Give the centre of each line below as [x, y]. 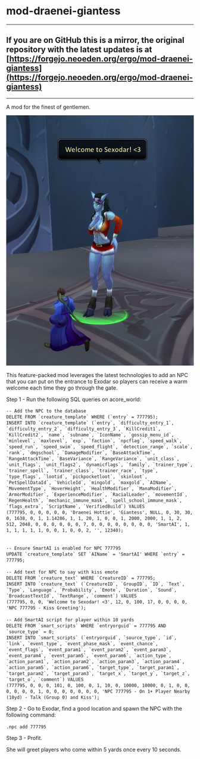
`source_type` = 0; [30, 632]
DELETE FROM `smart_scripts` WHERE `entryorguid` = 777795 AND [86, 626]
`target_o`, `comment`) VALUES [45, 680]
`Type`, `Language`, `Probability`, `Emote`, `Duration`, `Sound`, [92, 590]
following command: [31, 715]
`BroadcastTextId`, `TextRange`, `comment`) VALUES [71, 596]
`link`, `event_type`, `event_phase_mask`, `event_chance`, [82, 644]
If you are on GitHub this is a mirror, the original [95, 40]
